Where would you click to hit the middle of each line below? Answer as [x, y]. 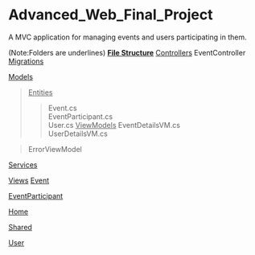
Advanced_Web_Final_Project [111, 15]
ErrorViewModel [55, 149]
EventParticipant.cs [80, 116]
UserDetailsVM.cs [78, 134]
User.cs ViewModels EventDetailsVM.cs [114, 125]
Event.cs [63, 108]
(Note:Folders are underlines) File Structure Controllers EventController [127, 52]
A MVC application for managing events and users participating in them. [127, 37]
